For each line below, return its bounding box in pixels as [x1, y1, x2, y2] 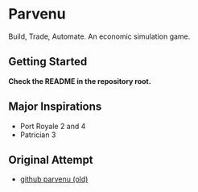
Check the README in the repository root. [8, 76, 151, 86]
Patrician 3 [19, 130, 56, 140]
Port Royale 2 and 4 [19, 121, 86, 131]
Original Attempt [8, 152, 94, 166]
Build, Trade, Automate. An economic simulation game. [8, 31, 191, 41]
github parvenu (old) [19, 174, 89, 184]
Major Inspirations [8, 100, 102, 114]
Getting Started [8, 55, 88, 69]
